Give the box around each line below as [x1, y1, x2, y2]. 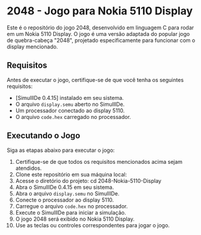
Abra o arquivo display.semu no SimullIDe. [15, 190, 120, 197]
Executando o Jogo [7, 130, 80, 141]
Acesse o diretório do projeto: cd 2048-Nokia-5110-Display [15, 177, 162, 184]
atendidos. [15, 164, 42, 172]
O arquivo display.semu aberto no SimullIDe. [15, 100, 125, 108]
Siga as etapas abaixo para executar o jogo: [7, 147, 115, 154]
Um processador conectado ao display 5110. [15, 106, 125, 114]
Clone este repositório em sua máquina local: [15, 170, 127, 178]
